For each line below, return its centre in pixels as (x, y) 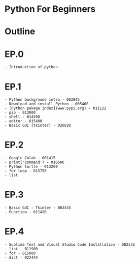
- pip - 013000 (20, 113)
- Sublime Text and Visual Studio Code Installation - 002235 (70, 245)
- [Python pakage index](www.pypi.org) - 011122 (55, 108)
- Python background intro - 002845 (42, 100)
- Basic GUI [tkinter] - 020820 (38, 126)
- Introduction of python (31, 67)
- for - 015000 (20, 253)
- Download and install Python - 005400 (47, 104)
